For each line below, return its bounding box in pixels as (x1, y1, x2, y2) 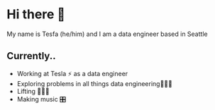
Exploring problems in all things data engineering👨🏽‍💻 (16, 79, 173, 87)
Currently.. (6, 50, 56, 62)
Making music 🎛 (16, 94, 67, 103)
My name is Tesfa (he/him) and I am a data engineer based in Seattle (6, 30, 208, 38)
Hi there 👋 (6, 6, 65, 23)
